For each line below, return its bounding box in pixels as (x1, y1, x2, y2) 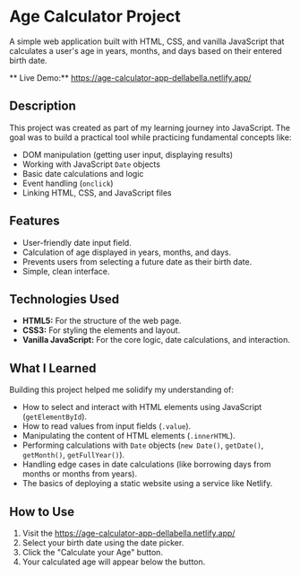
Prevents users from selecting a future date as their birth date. (21, 256, 253, 266)
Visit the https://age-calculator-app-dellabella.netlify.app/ (21, 528, 236, 538)
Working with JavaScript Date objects (21, 159, 161, 170)
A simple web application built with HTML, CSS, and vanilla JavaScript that (9, 36, 285, 47)
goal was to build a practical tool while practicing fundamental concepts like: (9, 132, 292, 143)
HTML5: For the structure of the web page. (21, 316, 182, 327)
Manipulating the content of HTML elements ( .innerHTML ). (21, 431, 236, 441)
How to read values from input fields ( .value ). (21, 421, 192, 432)
